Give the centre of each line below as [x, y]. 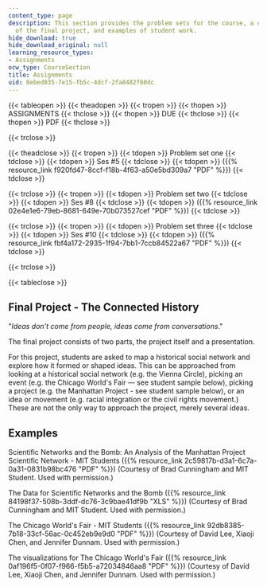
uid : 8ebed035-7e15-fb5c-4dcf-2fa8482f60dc [81, 82]
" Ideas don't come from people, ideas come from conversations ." [116, 327]
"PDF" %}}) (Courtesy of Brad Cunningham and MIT [163, 469]
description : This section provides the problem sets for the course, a [131, 23]
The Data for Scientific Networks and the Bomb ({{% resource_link [117, 493]
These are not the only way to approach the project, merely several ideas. [129, 408]
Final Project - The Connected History [104, 307]
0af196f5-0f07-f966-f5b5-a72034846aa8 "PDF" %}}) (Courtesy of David [129, 566]
